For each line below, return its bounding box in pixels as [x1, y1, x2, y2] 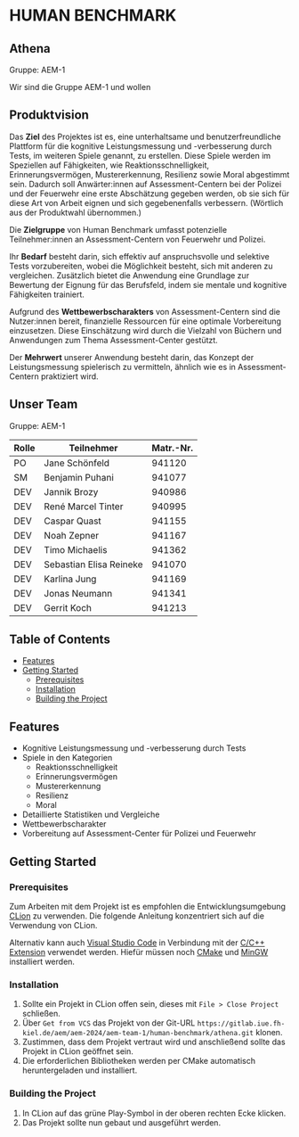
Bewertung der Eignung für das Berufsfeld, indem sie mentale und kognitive [9, 279, 287, 290]
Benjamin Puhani [44, 471, 114, 483]
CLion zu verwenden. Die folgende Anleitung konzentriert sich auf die [9, 910, 265, 921]
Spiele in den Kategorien [21, 753, 113, 763]
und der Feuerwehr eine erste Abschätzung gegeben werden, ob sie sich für [9, 188, 290, 199]
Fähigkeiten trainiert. [9, 289, 85, 300]
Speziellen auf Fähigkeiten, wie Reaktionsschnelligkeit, [9, 160, 210, 170]
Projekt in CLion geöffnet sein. [21, 1046, 133, 1057]
